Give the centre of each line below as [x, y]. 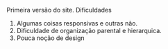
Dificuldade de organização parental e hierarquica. [89, 31]
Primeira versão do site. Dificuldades [59, 10]
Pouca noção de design [50, 38]
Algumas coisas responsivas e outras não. [77, 23]
